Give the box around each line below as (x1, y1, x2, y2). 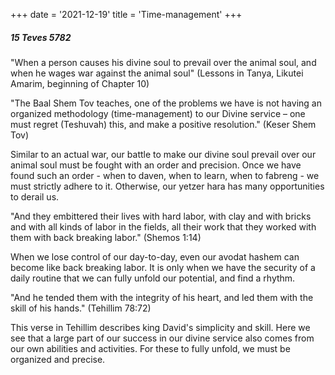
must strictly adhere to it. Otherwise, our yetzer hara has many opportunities (10, 180, 325, 192)
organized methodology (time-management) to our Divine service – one (10, 107, 306, 119)
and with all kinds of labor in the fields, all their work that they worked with (10, 220, 317, 233)
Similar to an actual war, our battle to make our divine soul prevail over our (10, 148, 317, 160)
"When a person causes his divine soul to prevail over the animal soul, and (10, 56, 317, 68)
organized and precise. (10, 353, 106, 365)
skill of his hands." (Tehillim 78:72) (10, 302, 152, 314)
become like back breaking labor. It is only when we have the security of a (10, 261, 316, 273)
